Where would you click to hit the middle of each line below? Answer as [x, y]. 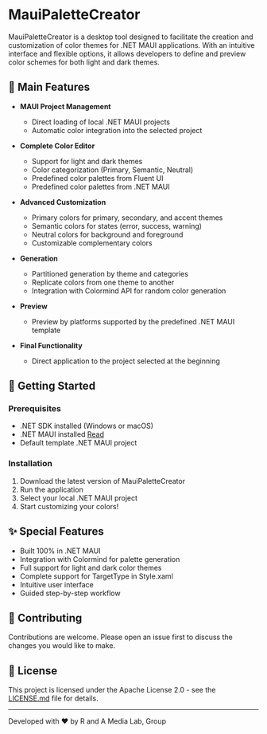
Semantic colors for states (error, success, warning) [117, 226]
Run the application [51, 489]
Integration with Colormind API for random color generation [129, 290]
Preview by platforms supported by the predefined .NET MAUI [133, 321]
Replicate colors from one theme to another [103, 282]
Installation [31, 464]
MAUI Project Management [65, 106]
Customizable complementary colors [92, 243]
